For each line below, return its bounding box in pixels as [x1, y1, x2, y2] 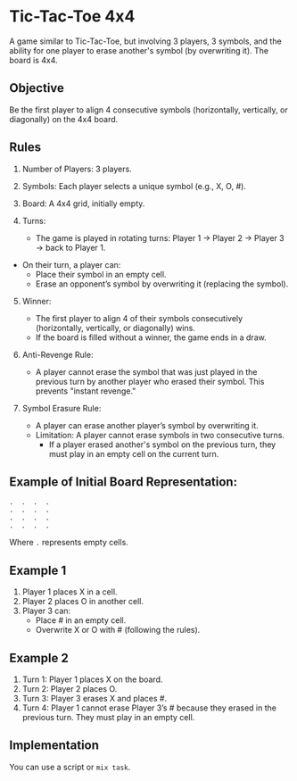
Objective [9, 80, 65, 96]
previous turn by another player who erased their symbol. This [35, 376, 265, 386]
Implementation [9, 738, 100, 753]
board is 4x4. [9, 54, 58, 65]
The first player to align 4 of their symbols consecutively [35, 312, 243, 323]
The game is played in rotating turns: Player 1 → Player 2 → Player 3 [35, 232, 285, 243]
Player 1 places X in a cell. [21, 586, 118, 597]
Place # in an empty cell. [35, 615, 127, 626]
